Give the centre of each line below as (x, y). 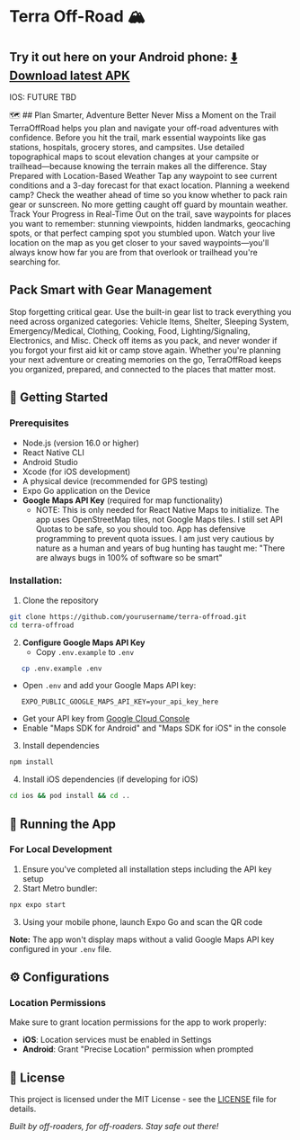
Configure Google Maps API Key (84, 642)
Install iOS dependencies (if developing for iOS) (110, 779)
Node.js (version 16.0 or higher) (80, 443)
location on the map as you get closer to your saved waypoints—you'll (139, 242)
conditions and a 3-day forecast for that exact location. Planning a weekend (150, 185)
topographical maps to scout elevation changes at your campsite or (134, 157)
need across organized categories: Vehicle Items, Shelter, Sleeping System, (149, 321)
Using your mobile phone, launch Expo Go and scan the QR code (142, 921)
